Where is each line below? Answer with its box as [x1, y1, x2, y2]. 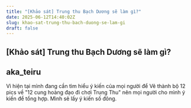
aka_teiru [6, 67, 41, 77]
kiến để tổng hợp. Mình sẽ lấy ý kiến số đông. [6, 95, 117, 102]
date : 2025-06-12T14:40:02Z [6, 14, 76, 20]
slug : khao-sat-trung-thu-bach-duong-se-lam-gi [6, 19, 126, 25]
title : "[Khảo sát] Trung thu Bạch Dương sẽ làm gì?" [6, 8, 142, 15]
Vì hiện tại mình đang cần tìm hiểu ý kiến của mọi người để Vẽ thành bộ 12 [6, 83, 186, 90]
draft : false [6, 25, 38, 31]
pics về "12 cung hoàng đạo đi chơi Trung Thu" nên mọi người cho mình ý [6, 89, 185, 96]
